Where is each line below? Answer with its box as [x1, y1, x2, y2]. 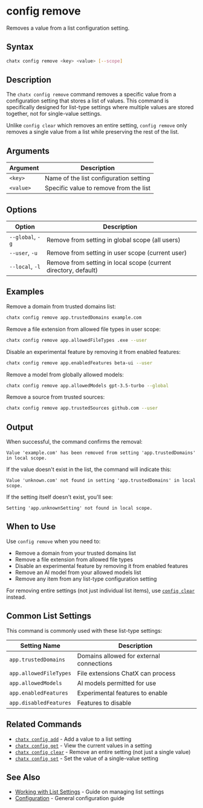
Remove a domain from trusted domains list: [6, 302, 116, 310]
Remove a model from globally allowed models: [6, 371, 124, 378]
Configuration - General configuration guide [14, 795, 125, 802]
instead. [6, 593, 27, 601]
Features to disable [77, 698, 132, 707]
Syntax [6, 42, 34, 52]
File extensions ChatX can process [77, 669, 176, 677]
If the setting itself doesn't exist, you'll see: [6, 493, 113, 501]
